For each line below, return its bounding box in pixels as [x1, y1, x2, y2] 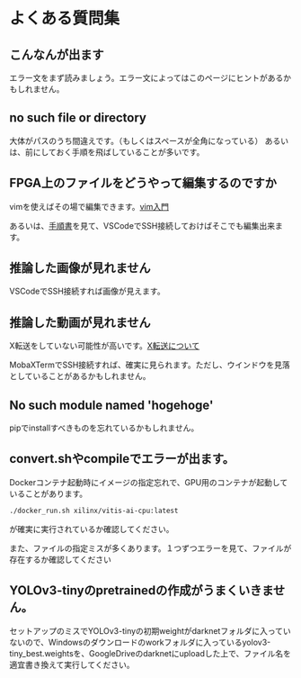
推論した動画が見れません [9, 314, 151, 330]
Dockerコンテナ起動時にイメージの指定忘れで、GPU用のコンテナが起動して [9, 476, 288, 487]
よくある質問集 [9, 8, 120, 29]
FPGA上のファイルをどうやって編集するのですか [9, 176, 277, 191]
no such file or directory [9, 110, 146, 126]
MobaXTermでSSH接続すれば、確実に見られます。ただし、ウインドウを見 [9, 359, 283, 370]
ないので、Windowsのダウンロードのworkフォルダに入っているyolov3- [9, 637, 271, 647]
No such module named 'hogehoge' [9, 397, 214, 412]
